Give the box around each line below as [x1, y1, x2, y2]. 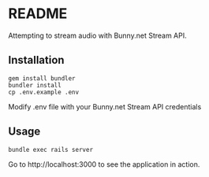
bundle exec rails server [8, 146, 93, 153]
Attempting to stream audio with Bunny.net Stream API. [8, 31, 187, 40]
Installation [8, 53, 65, 67]
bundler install [8, 81, 62, 89]
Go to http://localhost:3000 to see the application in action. [8, 159, 200, 169]
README [8, 5, 68, 23]
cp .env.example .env [8, 88, 80, 96]
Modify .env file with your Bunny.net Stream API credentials [8, 101, 202, 111]
